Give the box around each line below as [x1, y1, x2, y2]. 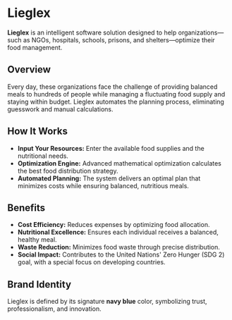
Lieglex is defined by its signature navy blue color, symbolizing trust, [7, 297, 207, 306]
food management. [7, 43, 63, 51]
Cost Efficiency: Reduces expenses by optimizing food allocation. [17, 221, 210, 229]
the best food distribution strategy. [17, 166, 118, 175]
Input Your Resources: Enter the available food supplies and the [17, 144, 204, 152]
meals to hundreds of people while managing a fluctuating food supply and [7, 90, 226, 98]
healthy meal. [17, 235, 58, 244]
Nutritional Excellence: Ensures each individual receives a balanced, [17, 228, 219, 237]
